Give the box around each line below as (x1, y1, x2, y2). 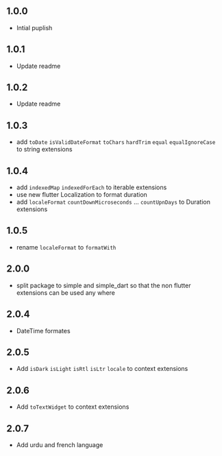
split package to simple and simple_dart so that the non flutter (16, 281, 191, 289)
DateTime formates (16, 326, 71, 335)
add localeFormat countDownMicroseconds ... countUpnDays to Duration (16, 198, 210, 206)
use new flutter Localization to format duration (16, 191, 148, 199)
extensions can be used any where (16, 288, 116, 297)
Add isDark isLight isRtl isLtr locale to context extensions (16, 365, 188, 373)
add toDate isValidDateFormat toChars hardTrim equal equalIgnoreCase (16, 138, 216, 146)
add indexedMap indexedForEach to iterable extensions (16, 183, 167, 191)
